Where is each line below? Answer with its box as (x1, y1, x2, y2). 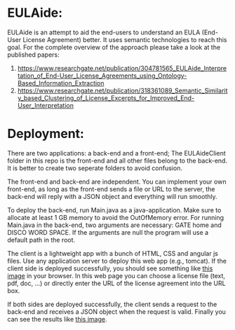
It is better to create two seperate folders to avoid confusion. (7, 163, 182, 172)
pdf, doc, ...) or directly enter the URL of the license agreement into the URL (7, 279, 226, 287)
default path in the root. (7, 235, 76, 244)
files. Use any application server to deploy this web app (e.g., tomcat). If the (7, 256, 227, 265)
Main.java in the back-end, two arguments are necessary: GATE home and (7, 221, 222, 229)
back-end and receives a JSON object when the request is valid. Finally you (7, 307, 227, 316)
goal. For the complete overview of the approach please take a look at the (7, 43, 221, 51)
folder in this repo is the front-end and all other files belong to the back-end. (7, 156, 228, 165)
